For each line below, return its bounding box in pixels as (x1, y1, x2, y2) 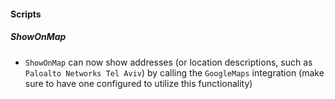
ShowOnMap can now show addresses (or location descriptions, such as (24, 56, 313, 68)
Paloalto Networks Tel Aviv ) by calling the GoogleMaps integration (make (24, 66, 325, 79)
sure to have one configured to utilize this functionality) (24, 77, 253, 89)
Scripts (10, 8, 42, 20)
